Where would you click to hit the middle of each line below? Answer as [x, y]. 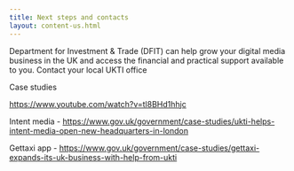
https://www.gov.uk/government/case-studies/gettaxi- [159, 148]
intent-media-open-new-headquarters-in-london [99, 130]
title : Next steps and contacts [69, 17]
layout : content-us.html [55, 26]
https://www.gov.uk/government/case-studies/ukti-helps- [169, 121]
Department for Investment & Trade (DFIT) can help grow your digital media [147, 51]
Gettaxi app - [33, 148]
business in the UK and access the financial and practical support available [147, 60]
